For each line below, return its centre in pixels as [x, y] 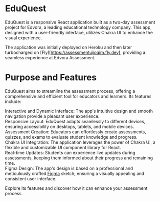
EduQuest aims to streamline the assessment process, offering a [70, 91]
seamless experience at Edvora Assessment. [50, 57]
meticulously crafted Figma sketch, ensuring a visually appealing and [75, 173]
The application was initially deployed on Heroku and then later [69, 47]
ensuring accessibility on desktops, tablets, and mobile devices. [69, 126]
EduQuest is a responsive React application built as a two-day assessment [80, 22]
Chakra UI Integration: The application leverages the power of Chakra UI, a [80, 142]
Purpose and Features [51, 78]
